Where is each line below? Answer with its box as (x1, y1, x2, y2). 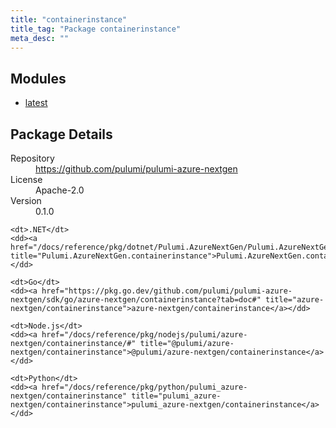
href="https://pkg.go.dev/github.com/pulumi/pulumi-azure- (41, 286, 293, 296)
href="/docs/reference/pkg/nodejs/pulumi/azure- (41, 330, 248, 340)
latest (24, 97, 48, 109)
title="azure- (265, 295, 325, 305)
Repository (10, 152, 55, 164)
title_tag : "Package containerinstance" (10, 24, 182, 34)
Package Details (10, 126, 113, 143)
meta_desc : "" (10, 33, 70, 43)
